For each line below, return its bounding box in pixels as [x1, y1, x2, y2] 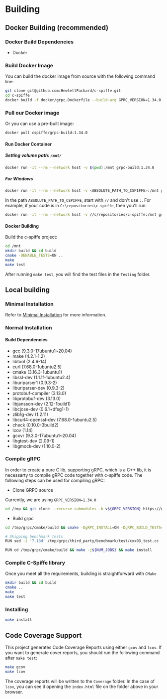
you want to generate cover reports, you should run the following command [5, 649, 160, 656]
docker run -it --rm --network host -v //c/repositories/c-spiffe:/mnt [5, 212, 157, 217]
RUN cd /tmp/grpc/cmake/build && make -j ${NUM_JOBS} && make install [5, 548, 153, 553]
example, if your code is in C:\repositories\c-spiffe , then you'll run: [5, 203, 147, 209]
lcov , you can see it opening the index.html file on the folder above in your [5, 684, 159, 690]
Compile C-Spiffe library [5, 559, 66, 566]
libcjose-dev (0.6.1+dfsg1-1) [12, 406, 69, 412]
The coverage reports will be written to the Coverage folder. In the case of [5, 678, 155, 684]
